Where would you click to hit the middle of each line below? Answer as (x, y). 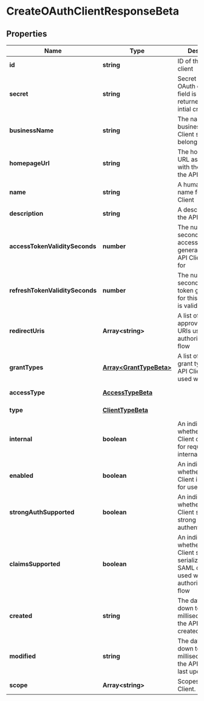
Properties (27, 34)
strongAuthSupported (42, 512)
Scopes (188, 681)
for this (188, 298)
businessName (32, 130)
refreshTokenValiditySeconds (53, 290)
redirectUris (27, 331)
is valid (188, 306)
